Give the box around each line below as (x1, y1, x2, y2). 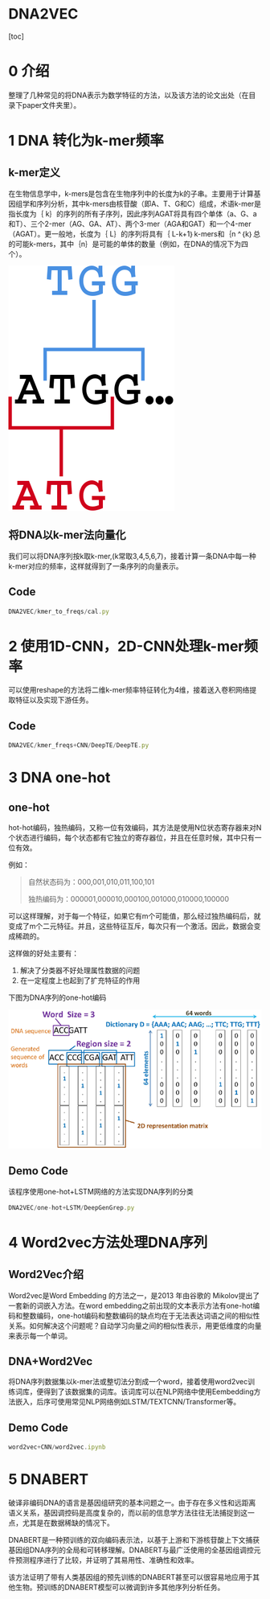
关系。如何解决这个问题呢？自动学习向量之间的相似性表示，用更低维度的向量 (8, 1321, 262, 1330)
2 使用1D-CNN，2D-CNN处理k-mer (8, 637, 244, 656)
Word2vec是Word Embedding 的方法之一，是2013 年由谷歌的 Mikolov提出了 (8, 1290, 260, 1300)
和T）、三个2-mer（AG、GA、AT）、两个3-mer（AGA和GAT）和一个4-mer (8, 219, 252, 228)
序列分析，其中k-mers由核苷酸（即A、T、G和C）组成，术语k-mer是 (35, 199, 262, 208)
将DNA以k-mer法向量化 (8, 528, 126, 542)
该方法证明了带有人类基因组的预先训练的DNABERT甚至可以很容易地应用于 (8, 1572, 253, 1582)
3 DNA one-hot (8, 769, 111, 787)
